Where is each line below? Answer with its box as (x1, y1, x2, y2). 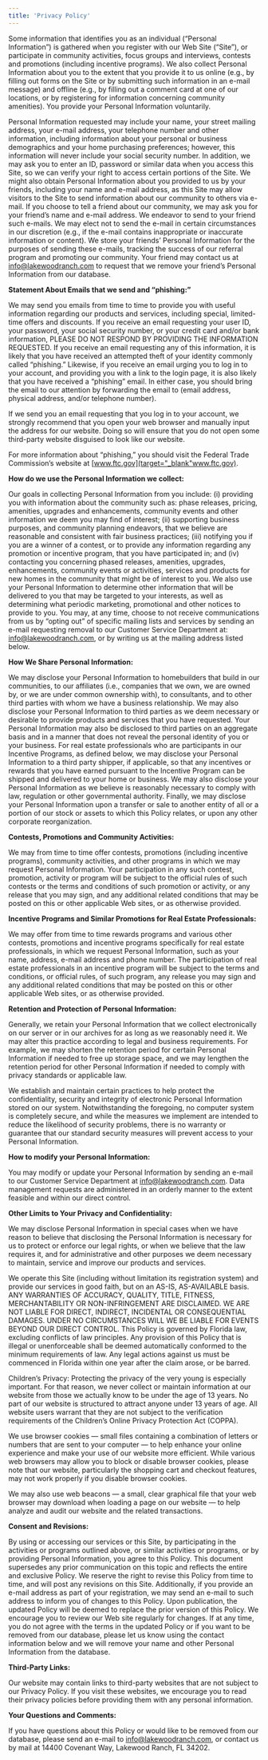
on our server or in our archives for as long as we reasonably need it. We (8, 1028, 248, 1037)
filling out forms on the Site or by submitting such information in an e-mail (8, 76, 250, 85)
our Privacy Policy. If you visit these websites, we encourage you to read (8, 1686, 247, 1695)
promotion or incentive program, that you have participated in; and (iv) (8, 548, 239, 558)
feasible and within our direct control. (8, 1193, 132, 1203)
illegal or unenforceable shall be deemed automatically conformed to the (8, 1341, 247, 1350)
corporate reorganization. (8, 817, 93, 826)
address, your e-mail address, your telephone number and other (8, 125, 219, 135)
